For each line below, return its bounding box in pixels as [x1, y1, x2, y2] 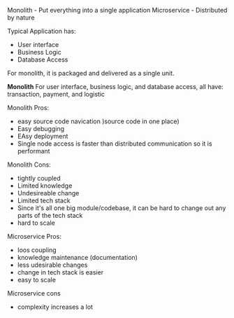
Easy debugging [17, 125, 65, 132]
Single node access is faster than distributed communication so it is [17, 139, 212, 148]
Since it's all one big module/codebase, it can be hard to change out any [17, 204, 226, 212]
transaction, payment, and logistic [7, 90, 105, 98]
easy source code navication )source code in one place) [17, 117, 180, 125]
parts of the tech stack [17, 212, 83, 219]
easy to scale [17, 276, 56, 284]
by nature [7, 13, 35, 22]
